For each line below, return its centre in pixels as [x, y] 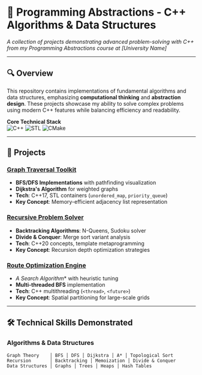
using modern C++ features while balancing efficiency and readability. [94, 110]
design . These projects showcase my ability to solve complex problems [95, 103]
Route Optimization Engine [46, 265]
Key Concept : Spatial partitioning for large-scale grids [82, 297]
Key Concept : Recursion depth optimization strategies [83, 249]
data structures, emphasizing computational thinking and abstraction [94, 97]
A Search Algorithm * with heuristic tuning [67, 278]
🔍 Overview [30, 74]
